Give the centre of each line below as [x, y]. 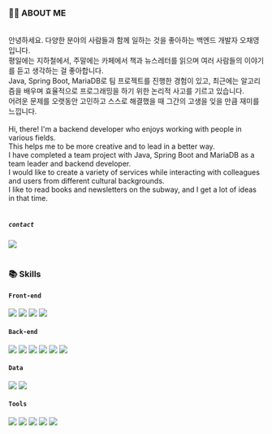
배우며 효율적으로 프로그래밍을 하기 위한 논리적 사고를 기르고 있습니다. [134, 91]
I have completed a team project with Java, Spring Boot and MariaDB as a [132, 155]
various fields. [32, 138]
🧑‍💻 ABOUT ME [37, 13]
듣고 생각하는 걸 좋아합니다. [60, 71]
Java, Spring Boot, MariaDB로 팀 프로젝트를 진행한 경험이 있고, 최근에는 [124, 81]
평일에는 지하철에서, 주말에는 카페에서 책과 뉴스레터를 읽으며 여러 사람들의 [125, 61]
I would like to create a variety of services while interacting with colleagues [134, 172]
